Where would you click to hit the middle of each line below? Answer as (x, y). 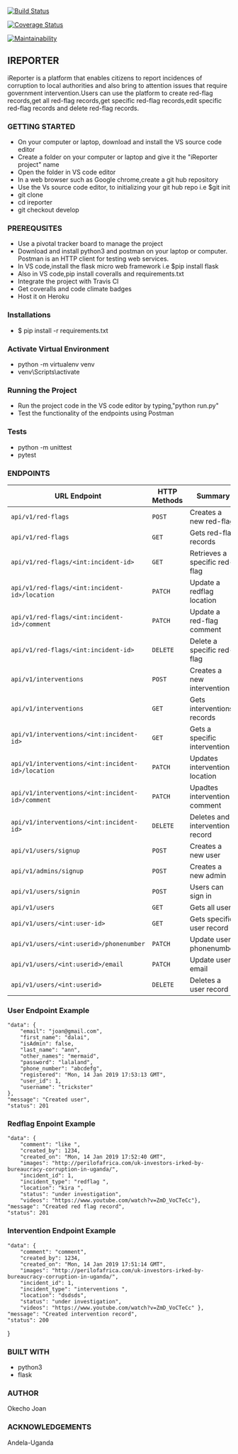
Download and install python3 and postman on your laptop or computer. (123, 251)
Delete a (203, 641)
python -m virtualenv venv (56, 364)
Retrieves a (208, 553)
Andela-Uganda (30, 1443)
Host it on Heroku (43, 297)
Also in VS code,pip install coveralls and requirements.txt (101, 274)
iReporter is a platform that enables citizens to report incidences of (105, 77)
